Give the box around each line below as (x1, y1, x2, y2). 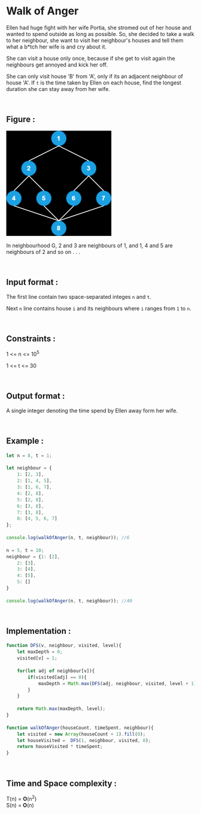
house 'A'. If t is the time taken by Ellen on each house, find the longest (6, 79, 181, 86)
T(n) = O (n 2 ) (6, 794, 37, 802)
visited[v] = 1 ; (17, 655, 58, 661)
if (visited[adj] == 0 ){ (28, 674, 87, 680)
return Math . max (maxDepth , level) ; (17, 706, 106, 712)
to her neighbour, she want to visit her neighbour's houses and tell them (6, 37, 184, 44)
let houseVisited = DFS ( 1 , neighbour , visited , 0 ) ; (17, 737, 151, 743)
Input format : (6, 277, 59, 288)
